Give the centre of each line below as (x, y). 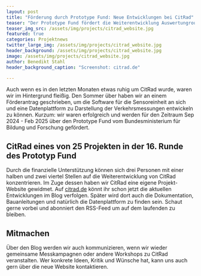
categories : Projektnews (37, 39)
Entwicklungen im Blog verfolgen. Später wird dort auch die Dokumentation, (100, 195)
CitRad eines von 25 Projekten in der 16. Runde (95, 146)
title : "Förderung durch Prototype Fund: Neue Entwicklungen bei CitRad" (100, 17)
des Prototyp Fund (41, 156)
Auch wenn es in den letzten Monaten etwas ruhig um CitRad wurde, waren (99, 90)
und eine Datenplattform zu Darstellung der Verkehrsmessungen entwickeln (100, 109)
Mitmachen (28, 233)
